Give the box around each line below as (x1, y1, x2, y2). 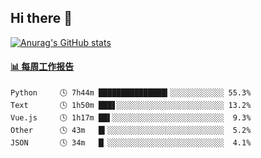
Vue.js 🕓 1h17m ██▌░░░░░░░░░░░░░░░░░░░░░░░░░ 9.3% (10, 113, 252, 123)
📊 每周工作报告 (10, 61, 75, 73)
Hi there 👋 (10, 10, 73, 27)
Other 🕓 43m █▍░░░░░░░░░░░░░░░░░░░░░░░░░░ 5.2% (10, 126, 252, 136)
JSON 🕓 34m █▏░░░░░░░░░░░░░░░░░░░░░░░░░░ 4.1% (10, 138, 252, 148)
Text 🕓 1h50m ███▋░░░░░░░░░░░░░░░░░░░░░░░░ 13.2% (10, 101, 252, 111)
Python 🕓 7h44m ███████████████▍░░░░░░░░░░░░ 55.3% (10, 88, 252, 98)
